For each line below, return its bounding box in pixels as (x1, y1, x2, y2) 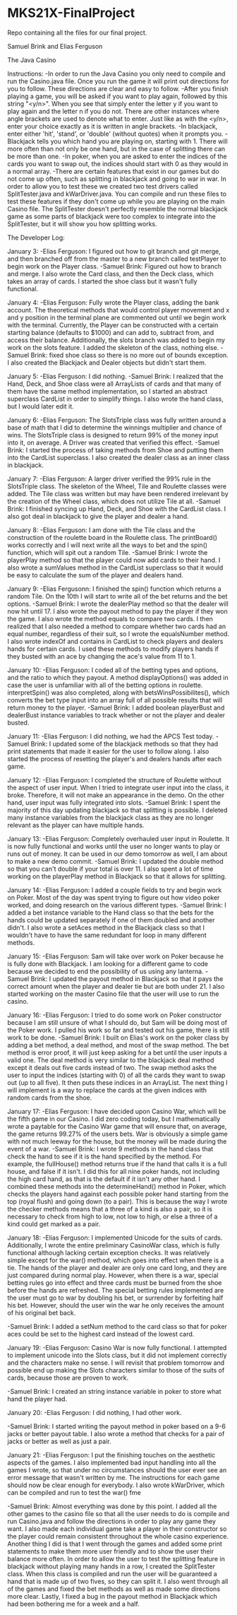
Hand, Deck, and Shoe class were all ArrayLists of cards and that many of (7, 380, 221, 388)
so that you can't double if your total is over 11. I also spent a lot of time (7, 864, 214, 873)
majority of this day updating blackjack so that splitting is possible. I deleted (7, 806, 228, 814)
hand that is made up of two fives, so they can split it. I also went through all (7, 1577, 229, 1585)
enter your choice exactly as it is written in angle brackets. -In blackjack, (7, 122, 218, 130)
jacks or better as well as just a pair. (7, 1437, 111, 1445)
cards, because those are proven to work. (7, 1373, 129, 1382)
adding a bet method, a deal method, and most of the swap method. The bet (7, 1040, 229, 1049)
